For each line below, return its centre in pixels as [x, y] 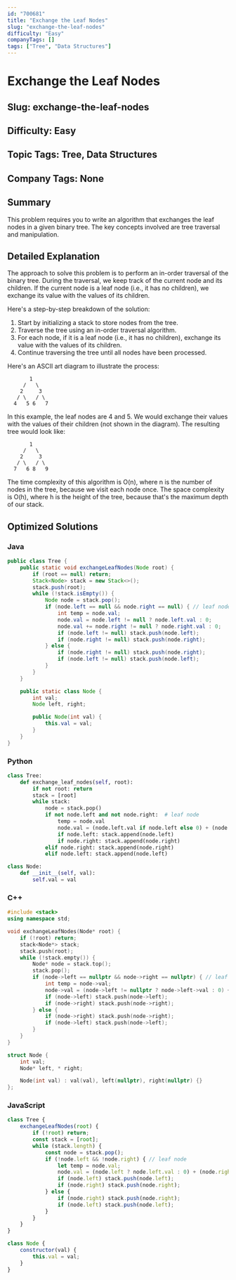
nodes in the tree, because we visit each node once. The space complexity [116, 489]
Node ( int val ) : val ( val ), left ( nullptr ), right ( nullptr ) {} [111, 1081]
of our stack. [26, 504]
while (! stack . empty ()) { [58, 958]
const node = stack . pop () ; [84, 1152]
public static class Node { [61, 691]
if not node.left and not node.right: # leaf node [122, 815]
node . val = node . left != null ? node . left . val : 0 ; [135, 620]
